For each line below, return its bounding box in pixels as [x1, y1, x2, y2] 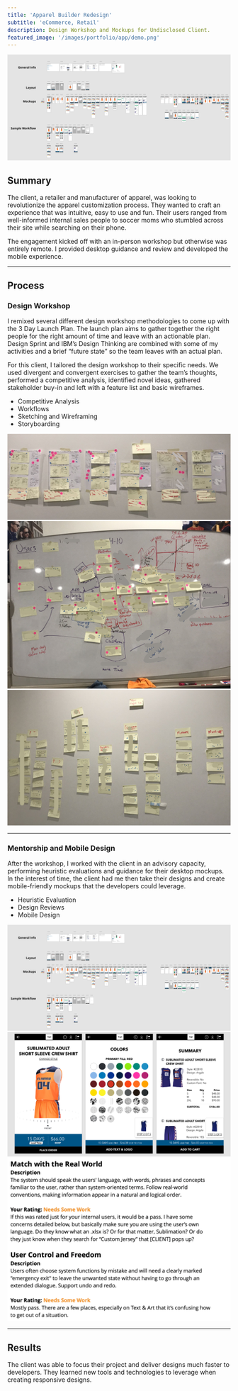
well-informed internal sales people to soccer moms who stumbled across [7, 216, 224, 225]
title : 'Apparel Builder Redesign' [7, 11, 113, 18]
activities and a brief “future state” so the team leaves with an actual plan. [7, 347, 223, 355]
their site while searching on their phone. [7, 223, 127, 232]
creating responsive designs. [7, 1375, 92, 1384]
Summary [7, 174, 52, 186]
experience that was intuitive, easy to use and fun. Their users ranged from [7, 208, 227, 217]
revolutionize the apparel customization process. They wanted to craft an [7, 201, 221, 209]
